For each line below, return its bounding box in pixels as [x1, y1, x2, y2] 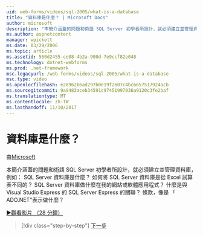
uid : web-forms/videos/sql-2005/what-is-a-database [6, 8, 139, 15]
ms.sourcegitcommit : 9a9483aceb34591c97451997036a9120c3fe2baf [6, 88, 169, 94]
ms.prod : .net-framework [6, 65, 69, 71]
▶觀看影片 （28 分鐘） [6, 209, 63, 216]
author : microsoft [6, 20, 53, 26]
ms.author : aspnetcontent [6, 31, 71, 37]
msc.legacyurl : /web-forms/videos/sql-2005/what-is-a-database [6, 71, 169, 77]
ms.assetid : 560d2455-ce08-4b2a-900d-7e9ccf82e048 [6, 54, 137, 60]
